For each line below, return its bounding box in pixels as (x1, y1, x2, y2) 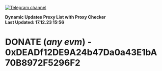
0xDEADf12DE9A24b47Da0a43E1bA (5, 47, 157, 58)
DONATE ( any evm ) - (5, 37, 92, 47)
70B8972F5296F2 (5, 57, 81, 69)
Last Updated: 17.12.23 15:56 (5, 20, 65, 25)
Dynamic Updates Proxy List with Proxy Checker (5, 14, 106, 20)
